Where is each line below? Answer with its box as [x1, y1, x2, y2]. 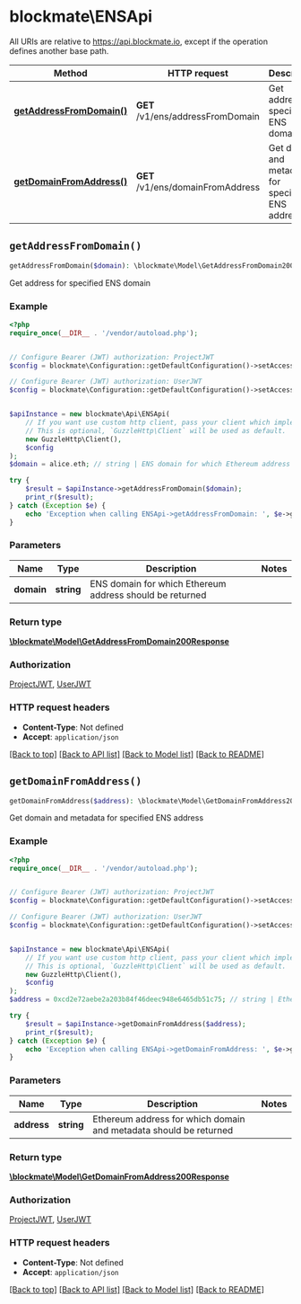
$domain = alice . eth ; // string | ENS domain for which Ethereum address [9, 460, 291, 469]
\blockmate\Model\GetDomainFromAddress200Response [9, 1171, 230, 1182]
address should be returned [89, 589, 207, 601]
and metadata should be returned [92, 1123, 234, 1136]
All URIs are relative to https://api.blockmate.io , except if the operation [9, 36, 269, 47]
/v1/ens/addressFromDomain [135, 110, 260, 122]
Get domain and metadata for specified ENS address [9, 812, 204, 823]
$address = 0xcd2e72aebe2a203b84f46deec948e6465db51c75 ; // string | [9, 995, 275, 1004]
